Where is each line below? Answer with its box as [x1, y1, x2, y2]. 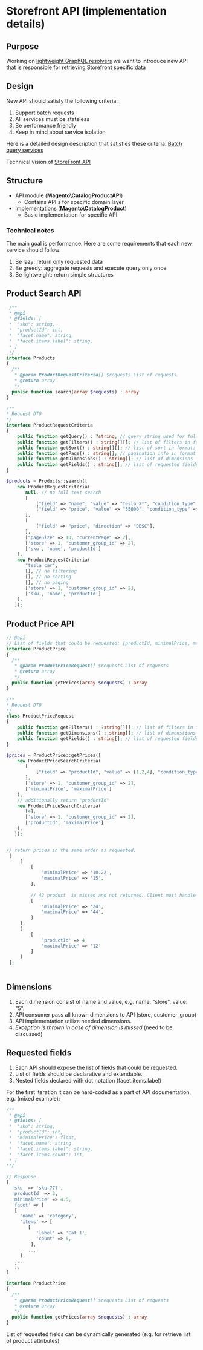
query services [6, 146, 44, 154]
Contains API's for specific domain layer [24, 198, 124, 205]
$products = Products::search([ [6, 478, 88, 485]
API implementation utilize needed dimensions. [14, 1017, 132, 1024]
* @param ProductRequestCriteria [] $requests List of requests [14, 372, 177, 378]
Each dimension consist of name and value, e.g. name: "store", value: [14, 998, 188, 1005]
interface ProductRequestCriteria [6, 422, 94, 428]
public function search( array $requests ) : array [11, 388, 139, 395]
